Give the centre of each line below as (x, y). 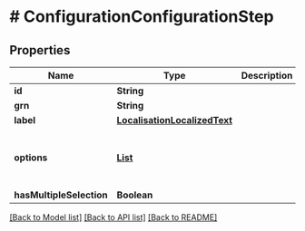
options (31, 158)
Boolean (135, 195)
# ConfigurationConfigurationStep (142, 17)
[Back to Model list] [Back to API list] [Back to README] (113, 217)
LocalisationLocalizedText (175, 120)
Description (267, 76)
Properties (40, 50)
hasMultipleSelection (61, 195)
